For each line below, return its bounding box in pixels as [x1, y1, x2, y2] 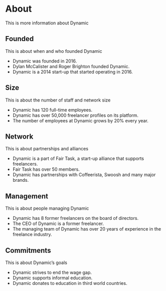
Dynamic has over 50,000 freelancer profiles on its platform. [12, 112, 139, 118]
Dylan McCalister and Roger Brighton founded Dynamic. [12, 63, 130, 69]
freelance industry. [12, 232, 52, 238]
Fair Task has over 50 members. [12, 166, 80, 173]
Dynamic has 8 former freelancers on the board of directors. [12, 215, 139, 221]
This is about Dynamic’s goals [5, 260, 67, 266]
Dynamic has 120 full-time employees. [12, 107, 93, 113]
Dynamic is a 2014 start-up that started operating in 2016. [12, 69, 133, 75]
